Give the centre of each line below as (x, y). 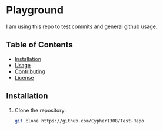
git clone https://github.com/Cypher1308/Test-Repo (79, 121)
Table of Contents (40, 45)
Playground (35, 10)
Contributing (30, 71)
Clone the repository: (40, 110)
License (24, 77)
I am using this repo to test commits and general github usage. (82, 26)
